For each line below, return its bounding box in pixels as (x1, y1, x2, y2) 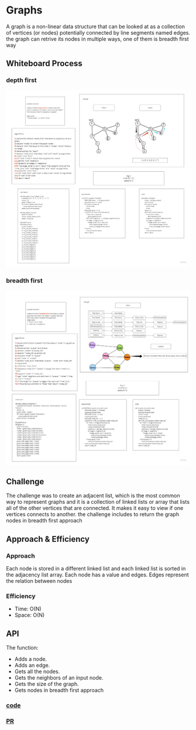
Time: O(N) (14, 605, 42, 613)
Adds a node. (14, 656, 47, 663)
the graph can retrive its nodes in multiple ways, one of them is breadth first (6, 35, 189, 42)
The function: (6, 644, 39, 651)
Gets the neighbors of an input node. (14, 674, 104, 681)
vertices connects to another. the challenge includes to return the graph (6, 511, 180, 518)
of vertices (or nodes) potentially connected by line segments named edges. (6, 29, 190, 36)
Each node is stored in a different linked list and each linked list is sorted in (6, 565, 186, 572)
